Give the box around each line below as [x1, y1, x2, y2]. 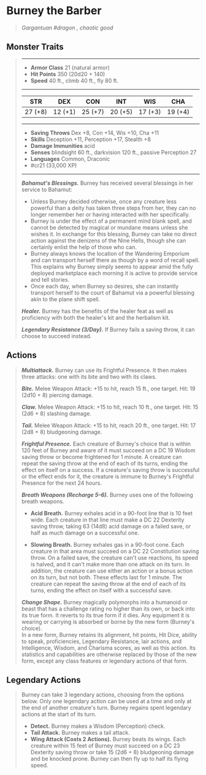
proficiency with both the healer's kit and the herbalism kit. [21, 314, 170, 321]
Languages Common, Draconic [30, 155, 110, 163]
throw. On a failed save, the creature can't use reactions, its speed [30, 553, 198, 561]
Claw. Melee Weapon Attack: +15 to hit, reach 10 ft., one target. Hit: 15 [21, 403, 199, 411]
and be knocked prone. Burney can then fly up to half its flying [30, 755, 189, 763]
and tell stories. [30, 276, 70, 283]
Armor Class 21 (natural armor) [30, 64, 110, 71]
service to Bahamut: [21, 185, 72, 193]
